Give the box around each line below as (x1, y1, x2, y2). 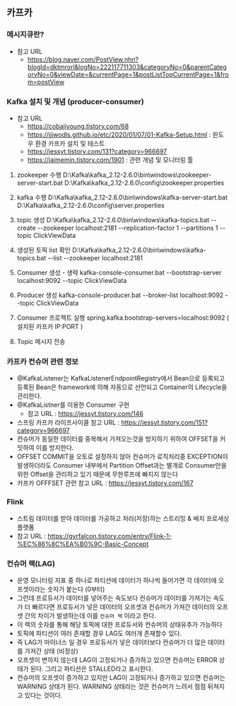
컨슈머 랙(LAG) (6, 558, 56, 568)
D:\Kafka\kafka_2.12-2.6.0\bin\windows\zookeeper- (62, 170, 212, 179)
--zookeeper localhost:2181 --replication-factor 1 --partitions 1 (37, 224, 218, 232)
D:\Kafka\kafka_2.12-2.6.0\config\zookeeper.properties (64, 178, 225, 187)
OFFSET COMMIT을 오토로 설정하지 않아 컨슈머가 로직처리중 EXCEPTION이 (16, 452, 228, 461)
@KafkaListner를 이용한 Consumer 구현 (16, 400, 130, 409)
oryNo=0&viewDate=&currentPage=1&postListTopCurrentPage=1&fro (27, 70, 229, 79)
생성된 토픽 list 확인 (16, 245, 71, 254)
